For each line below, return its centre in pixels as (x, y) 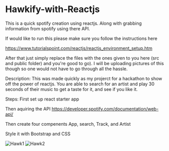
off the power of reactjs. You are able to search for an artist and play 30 (80, 84)
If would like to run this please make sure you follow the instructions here (81, 38)
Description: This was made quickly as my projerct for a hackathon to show (84, 78)
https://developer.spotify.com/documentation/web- (105, 109)
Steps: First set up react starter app (42, 99)
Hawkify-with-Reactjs (53, 9)
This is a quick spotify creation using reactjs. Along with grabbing (74, 23)
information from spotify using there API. (48, 28)
